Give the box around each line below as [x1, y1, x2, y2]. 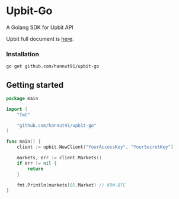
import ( [6, 106, 28, 112]
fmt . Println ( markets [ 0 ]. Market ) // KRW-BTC [17, 182, 126, 188]
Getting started [6, 80, 64, 90]
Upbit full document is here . [6, 35, 74, 42]
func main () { [6, 139, 41, 145]
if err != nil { [17, 160, 57, 166]
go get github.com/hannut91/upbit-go [6, 63, 100, 69]
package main [6, 95, 39, 101]
